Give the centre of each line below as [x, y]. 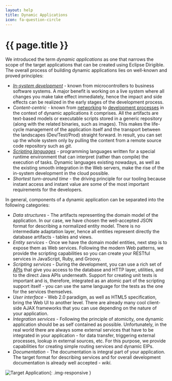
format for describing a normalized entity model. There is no [77, 226]
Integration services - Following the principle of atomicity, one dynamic [88, 319]
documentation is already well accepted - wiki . [62, 363]
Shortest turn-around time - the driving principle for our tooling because [89, 179]
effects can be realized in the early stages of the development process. [88, 102]
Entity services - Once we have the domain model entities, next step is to [90, 243]
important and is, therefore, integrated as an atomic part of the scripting [89, 281]
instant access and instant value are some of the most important [81, 184]
